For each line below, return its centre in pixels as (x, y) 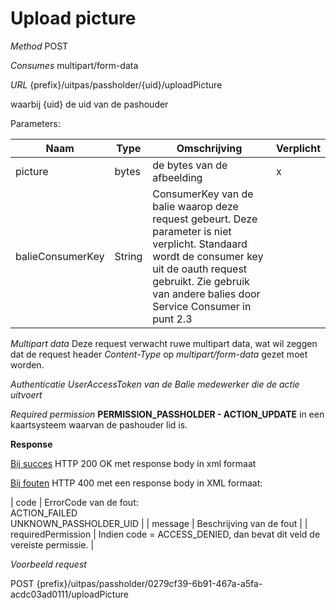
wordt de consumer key (208, 256)
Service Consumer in (202, 306)
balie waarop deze (195, 206)
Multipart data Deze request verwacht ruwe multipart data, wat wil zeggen (164, 343)
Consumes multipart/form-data (74, 65)
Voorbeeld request (48, 564)
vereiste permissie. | (52, 544)
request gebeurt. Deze (205, 219)
